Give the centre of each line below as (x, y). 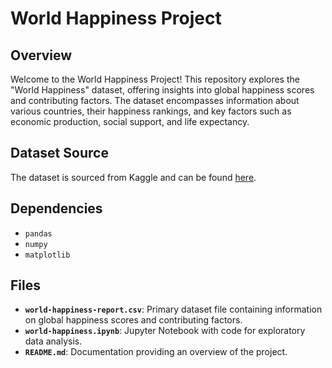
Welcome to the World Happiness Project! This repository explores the (155, 79)
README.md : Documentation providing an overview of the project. (156, 352)
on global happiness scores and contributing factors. (133, 320)
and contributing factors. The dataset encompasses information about (155, 100)
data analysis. (53, 341)
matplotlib (47, 255)
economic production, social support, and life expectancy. (130, 121)
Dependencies (56, 208)
